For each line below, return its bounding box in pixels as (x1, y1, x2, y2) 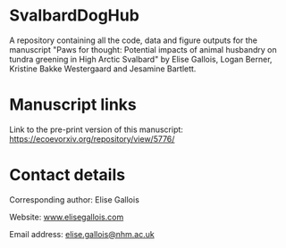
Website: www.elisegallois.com (9, 211, 124, 222)
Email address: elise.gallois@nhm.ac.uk (9, 228, 155, 239)
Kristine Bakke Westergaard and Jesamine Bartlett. (9, 63, 197, 74)
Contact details (9, 165, 126, 186)
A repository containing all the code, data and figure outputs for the (9, 35, 257, 45)
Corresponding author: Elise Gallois (9, 194, 140, 205)
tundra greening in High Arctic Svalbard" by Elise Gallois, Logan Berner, (9, 54, 273, 64)
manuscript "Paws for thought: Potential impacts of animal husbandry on (9, 44, 277, 54)
